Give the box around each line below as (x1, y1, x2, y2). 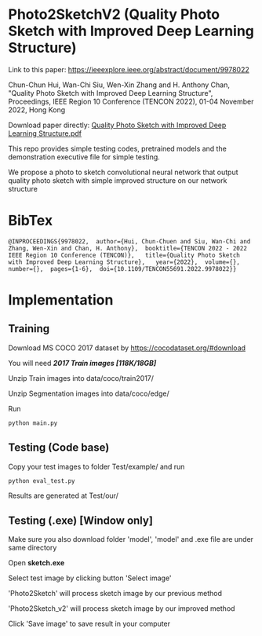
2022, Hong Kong (8, 104, 66, 115)
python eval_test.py (8, 477, 76, 484)
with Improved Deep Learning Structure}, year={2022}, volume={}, (8, 258, 241, 266)
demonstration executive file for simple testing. (8, 152, 161, 162)
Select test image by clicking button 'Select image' (8, 573, 172, 583)
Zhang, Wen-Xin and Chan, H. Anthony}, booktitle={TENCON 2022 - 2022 (8, 244, 247, 252)
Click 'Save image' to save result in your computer (8, 619, 171, 629)
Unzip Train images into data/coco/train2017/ (8, 373, 155, 382)
